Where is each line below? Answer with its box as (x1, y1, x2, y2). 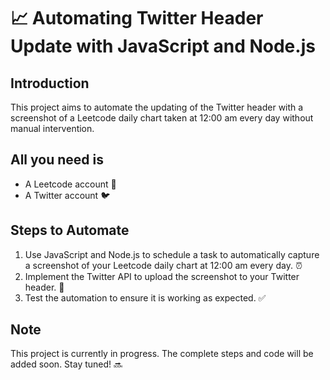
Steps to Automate (10, 222, 130, 239)
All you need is (10, 151, 104, 169)
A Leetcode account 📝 (24, 178, 117, 190)
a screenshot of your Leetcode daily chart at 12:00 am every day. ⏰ (24, 259, 303, 271)
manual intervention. (10, 123, 95, 134)
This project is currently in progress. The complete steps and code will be (10, 348, 314, 360)
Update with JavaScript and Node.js (10, 35, 316, 58)
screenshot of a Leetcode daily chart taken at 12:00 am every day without (10, 112, 314, 124)
